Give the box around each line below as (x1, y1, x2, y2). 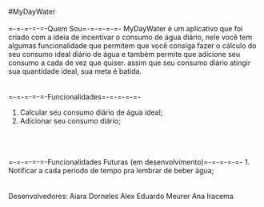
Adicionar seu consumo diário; (19, 116, 122, 125)
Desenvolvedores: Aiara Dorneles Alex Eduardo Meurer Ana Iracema (8, 192, 234, 201)
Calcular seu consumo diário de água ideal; (19, 108, 163, 117)
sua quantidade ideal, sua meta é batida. (8, 67, 142, 75)
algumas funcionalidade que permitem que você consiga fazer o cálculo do (8, 41, 258, 51)
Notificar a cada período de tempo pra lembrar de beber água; (8, 166, 214, 175)
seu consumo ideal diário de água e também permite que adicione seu (8, 50, 241, 59)
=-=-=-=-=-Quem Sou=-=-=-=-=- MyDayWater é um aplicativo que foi (8, 24, 243, 33)
